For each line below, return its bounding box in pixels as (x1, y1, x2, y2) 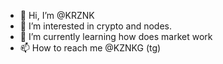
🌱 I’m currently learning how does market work (19, 31, 213, 42)
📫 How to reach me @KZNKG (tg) (19, 42, 162, 54)
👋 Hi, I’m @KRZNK (19, 10, 95, 21)
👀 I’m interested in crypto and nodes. (19, 20, 172, 32)
